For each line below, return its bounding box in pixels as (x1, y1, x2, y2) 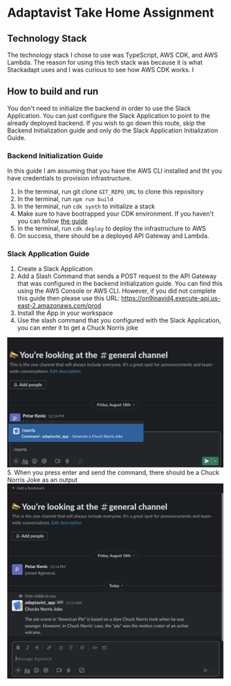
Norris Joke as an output (7, 476, 78, 484)
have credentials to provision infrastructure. (7, 174, 132, 182)
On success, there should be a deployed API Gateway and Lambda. (17, 232, 210, 240)
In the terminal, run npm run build (17, 195, 113, 203)
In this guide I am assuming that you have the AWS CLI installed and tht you (7, 166, 223, 175)
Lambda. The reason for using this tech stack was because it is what (7, 58, 203, 67)
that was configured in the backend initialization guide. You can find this (17, 280, 223, 288)
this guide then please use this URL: (17, 294, 120, 302)
